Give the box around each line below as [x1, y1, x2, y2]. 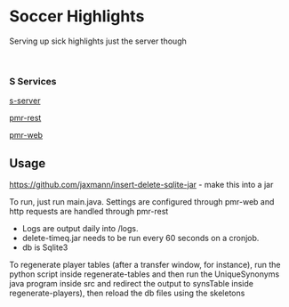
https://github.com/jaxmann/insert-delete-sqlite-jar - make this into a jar [9, 180, 274, 190]
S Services [9, 75, 57, 87]
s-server [9, 95, 41, 106]
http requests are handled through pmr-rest [9, 206, 169, 217]
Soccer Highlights [9, 6, 145, 27]
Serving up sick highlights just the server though [9, 36, 187, 46]
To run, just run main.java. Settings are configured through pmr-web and [9, 197, 275, 207]
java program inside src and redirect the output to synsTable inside [9, 279, 253, 289]
